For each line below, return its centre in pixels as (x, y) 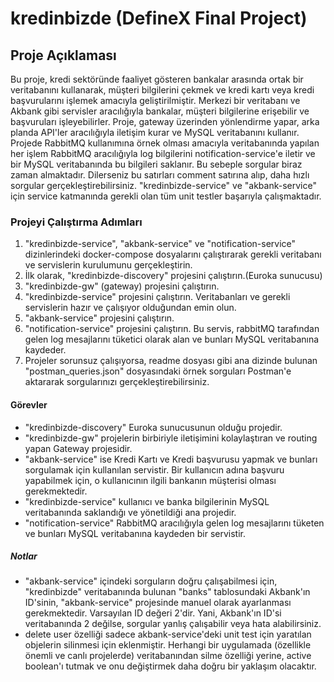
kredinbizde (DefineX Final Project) (159, 18)
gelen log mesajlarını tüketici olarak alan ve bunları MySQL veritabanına (172, 339)
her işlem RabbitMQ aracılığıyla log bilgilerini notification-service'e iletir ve (163, 153)
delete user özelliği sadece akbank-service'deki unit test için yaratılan (168, 634)
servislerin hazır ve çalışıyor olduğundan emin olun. (130, 308)
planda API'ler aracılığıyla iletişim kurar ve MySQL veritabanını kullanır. (155, 132)
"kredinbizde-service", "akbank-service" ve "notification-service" (160, 244)
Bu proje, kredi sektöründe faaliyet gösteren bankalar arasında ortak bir (157, 79)
